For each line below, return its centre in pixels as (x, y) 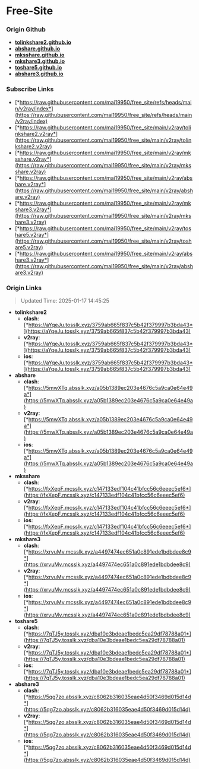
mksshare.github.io (40, 55)
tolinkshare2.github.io (43, 42)
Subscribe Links (30, 89)
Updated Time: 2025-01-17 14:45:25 (65, 301)
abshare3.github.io (39, 74)
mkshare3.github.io (40, 61)
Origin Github (26, 30)
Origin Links (24, 288)
